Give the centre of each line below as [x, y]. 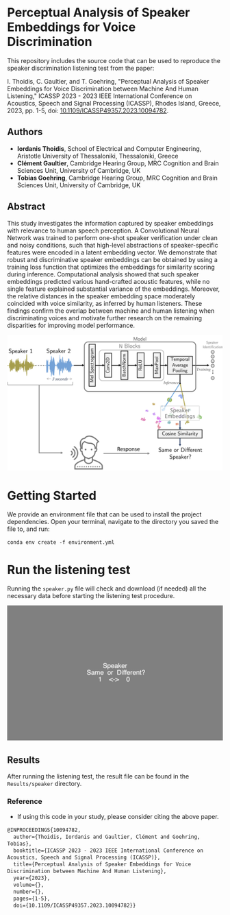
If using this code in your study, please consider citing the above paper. [118, 816]
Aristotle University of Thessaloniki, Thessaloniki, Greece [98, 156]
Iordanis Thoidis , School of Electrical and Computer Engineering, [109, 148]
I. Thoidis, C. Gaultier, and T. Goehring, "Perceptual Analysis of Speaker [108, 81]
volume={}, [29, 885]
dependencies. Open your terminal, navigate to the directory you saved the [113, 522]
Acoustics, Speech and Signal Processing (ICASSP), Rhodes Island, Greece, [114, 103]
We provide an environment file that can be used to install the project [104, 514]
